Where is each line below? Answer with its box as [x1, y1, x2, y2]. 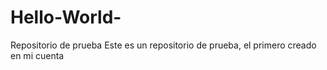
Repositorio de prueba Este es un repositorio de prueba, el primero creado [10, 39, 317, 51]
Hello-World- [10, 6, 122, 29]
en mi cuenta [10, 49, 65, 61]
